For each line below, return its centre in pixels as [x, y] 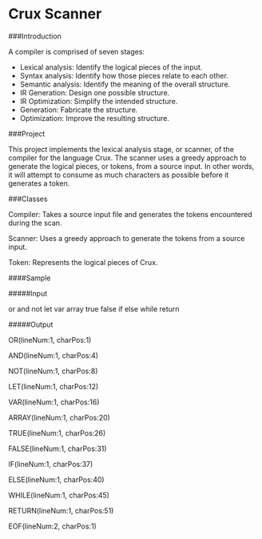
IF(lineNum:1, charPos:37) [51, 464]
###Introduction [35, 36]
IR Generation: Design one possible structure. [95, 92]
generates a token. [39, 183]
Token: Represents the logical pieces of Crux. [83, 262]
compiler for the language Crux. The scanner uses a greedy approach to [127, 158]
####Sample [30, 278]
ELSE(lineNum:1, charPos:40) [57, 479]
